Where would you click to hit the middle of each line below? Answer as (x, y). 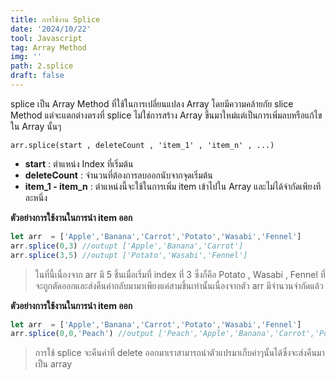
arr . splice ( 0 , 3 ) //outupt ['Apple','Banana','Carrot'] (127, 246)
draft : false (37, 76)
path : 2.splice (42, 66)
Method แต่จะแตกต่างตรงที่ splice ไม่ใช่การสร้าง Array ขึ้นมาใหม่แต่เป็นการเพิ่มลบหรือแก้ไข (166, 115)
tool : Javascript (46, 38)
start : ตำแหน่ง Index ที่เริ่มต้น (79, 163)
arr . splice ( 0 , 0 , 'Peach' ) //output (82, 334)
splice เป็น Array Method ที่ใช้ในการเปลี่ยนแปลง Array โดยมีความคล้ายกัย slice (152, 103)
